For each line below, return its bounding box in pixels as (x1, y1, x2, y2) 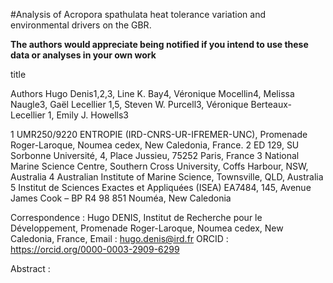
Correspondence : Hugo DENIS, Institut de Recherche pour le (10, 212, 263, 223)
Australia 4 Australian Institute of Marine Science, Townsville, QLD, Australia (10, 171, 324, 183)
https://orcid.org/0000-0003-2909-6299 (10, 244, 180, 255)
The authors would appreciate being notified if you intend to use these (10, 39, 309, 50)
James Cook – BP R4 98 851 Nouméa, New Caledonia (10, 192, 232, 204)
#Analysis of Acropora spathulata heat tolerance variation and (10, 9, 266, 20)
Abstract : (10, 263, 51, 274)
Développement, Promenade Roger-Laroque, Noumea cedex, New (10, 222, 284, 234)
